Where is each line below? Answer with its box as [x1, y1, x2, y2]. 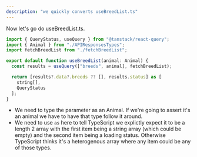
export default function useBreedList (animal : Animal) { [6, 58, 149, 64]
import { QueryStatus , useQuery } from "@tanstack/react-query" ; [6, 36, 169, 42]
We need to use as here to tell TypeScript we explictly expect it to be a [14, 119, 185, 126]
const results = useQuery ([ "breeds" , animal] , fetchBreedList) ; [11, 63, 172, 70]
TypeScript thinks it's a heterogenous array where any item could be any [14, 138, 191, 145]
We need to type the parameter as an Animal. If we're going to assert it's [14, 107, 191, 114]
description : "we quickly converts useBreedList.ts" [6, 8, 138, 15]
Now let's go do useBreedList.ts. [6, 25, 85, 32]
